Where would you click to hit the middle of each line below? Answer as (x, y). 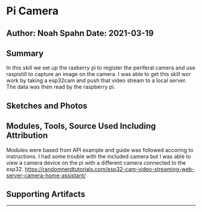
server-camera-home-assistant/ (46, 175)
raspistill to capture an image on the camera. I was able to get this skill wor (99, 74)
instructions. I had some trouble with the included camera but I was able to (99, 156)
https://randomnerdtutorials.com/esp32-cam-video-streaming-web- (110, 169)
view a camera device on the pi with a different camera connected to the (96, 162)
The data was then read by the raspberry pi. (61, 87)
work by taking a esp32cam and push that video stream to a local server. (96, 81)
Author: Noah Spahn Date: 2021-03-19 (80, 33)
